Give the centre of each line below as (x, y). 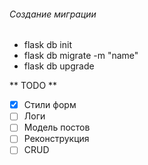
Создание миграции (53, 14)
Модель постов (57, 127)
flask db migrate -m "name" (81, 56)
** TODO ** (33, 86)
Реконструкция (56, 139)
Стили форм (50, 105)
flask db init (47, 45)
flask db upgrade (59, 66)
